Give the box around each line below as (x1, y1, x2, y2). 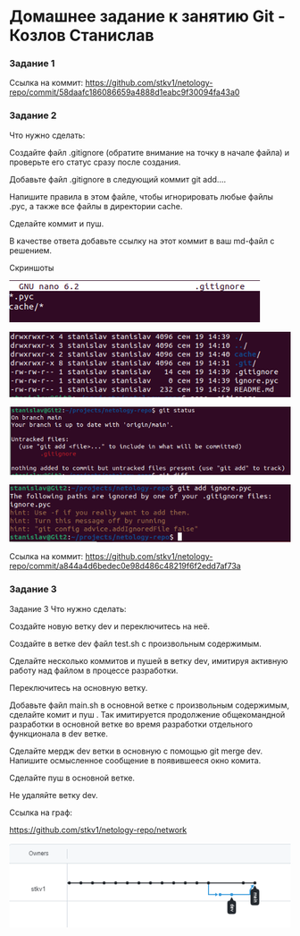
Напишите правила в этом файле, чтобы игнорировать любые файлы (9, 191, 274, 202)
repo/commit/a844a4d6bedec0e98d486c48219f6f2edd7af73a (9, 561, 241, 572)
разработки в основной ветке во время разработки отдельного (9, 719, 253, 729)
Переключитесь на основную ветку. (9, 682, 148, 693)
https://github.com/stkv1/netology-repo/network (9, 824, 187, 835)
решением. (9, 244, 52, 256)
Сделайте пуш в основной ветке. (9, 772, 136, 783)
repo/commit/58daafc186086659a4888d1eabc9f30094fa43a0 (9, 87, 240, 98)
